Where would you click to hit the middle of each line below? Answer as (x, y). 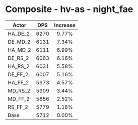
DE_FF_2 (18, 74)
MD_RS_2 (19, 90)
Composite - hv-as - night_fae (69, 9)
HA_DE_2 (19, 34)
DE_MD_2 (19, 42)
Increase (65, 25)
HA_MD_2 (19, 50)
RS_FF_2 (18, 107)
